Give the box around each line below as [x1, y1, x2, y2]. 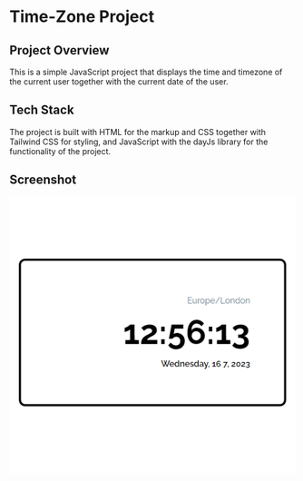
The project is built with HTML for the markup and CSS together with [9, 126, 266, 137]
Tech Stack [9, 103, 74, 118]
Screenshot [9, 172, 77, 188]
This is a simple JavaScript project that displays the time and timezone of [9, 66, 283, 77]
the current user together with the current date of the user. [9, 76, 229, 87]
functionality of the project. [9, 145, 112, 156]
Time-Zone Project [9, 6, 155, 27]
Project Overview [9, 43, 110, 58]
